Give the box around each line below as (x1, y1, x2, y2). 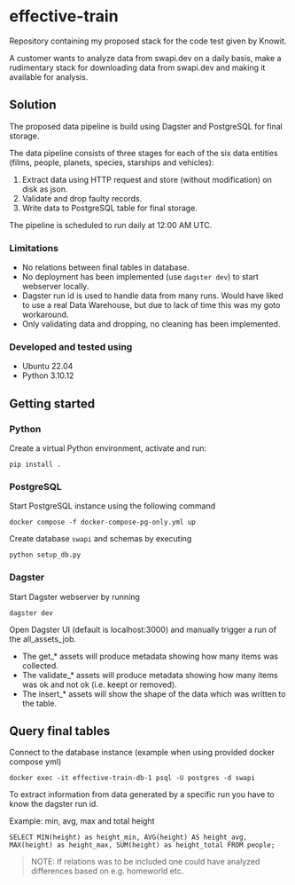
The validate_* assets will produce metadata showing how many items (21, 669, 278, 680)
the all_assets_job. (9, 633, 77, 644)
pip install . (9, 460, 62, 470)
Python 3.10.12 (21, 370, 74, 381)
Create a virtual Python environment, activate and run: (9, 443, 207, 454)
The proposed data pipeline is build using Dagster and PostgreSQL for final (9, 121, 283, 131)
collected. (21, 660, 59, 671)
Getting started (9, 396, 96, 411)
